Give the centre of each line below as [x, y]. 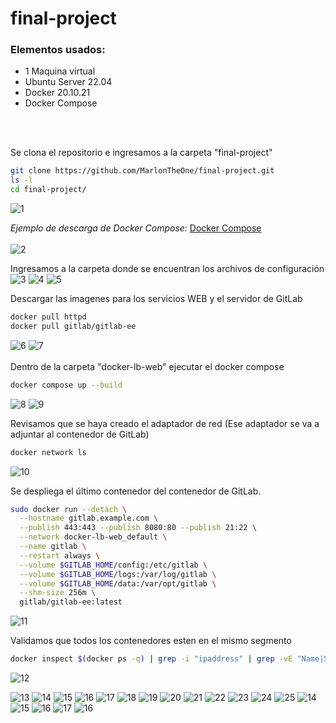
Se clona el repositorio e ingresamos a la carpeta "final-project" [141, 153]
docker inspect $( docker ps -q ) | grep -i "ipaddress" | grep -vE [151, 659]
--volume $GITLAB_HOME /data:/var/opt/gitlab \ [118, 583]
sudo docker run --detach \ [69, 509]
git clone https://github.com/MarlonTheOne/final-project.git [142, 171]
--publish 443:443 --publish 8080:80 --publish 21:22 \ [138, 528]
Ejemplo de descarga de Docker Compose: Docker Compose [136, 228]
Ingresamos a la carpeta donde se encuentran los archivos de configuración [167, 269]
